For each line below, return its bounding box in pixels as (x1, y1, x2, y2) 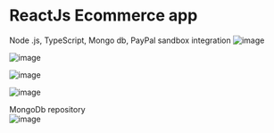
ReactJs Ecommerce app (9, 5, 198, 26)
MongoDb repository (9, 104, 87, 114)
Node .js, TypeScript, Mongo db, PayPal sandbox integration (9, 35, 232, 46)
